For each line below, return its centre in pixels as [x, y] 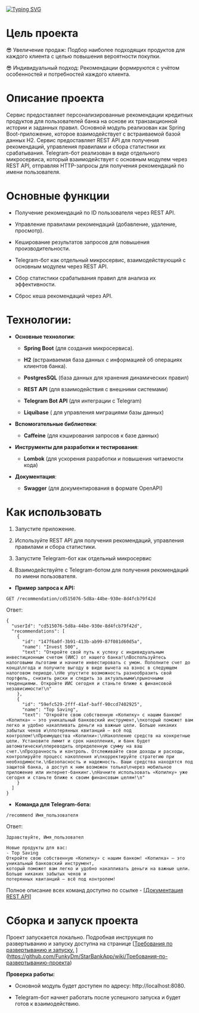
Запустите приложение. [45, 529]
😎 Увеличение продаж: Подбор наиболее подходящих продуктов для [96, 50]
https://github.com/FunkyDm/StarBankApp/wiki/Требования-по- [88, 956]
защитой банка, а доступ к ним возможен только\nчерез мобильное [89, 767]
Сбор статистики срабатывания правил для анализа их [85, 278]
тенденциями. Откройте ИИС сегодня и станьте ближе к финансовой [89, 683]
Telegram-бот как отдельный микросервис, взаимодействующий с [100, 260]
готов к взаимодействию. [47, 1003]
